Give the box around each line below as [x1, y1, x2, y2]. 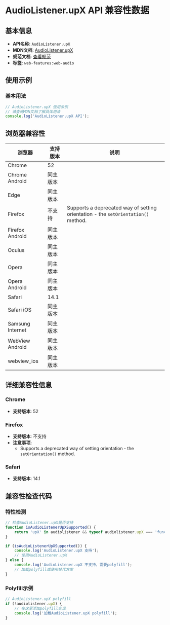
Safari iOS [8, 306, 32, 313]
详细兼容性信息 [5, 381, 52, 389]
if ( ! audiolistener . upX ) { [5, 601, 62, 606]
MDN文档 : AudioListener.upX [12, 47, 73, 53]
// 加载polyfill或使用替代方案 [14, 567, 73, 572]
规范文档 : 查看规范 [12, 54, 51, 59]
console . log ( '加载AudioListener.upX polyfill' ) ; [14, 610, 117, 616]
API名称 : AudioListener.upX [12, 41, 70, 47]
